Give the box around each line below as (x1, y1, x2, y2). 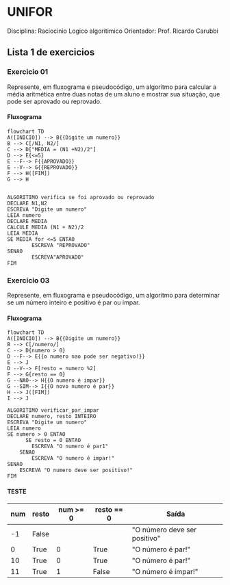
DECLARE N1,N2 (7, 200, 48, 207)
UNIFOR (7, 4, 53, 20)
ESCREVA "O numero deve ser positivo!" (19, 467, 133, 474)
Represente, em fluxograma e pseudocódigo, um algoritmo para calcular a (7, 83, 217, 91)
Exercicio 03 (7, 275, 50, 285)
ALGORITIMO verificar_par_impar (7, 407, 99, 414)
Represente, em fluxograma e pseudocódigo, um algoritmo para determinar (7, 291, 220, 300)
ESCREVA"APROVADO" (31, 254, 84, 261)
